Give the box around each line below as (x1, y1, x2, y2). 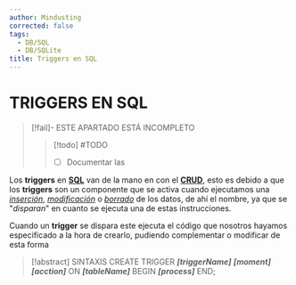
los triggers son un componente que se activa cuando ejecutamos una (9, 184, 270, 194)
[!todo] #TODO (53, 139, 109, 150)
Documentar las (66, 157, 126, 167)
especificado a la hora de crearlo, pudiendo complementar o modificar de (9, 230, 281, 240)
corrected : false (9, 21, 74, 30)
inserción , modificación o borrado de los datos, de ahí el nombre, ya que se (9, 193, 288, 204)
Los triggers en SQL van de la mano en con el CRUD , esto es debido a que (9, 175, 285, 185)
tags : (9, 29, 29, 38)
